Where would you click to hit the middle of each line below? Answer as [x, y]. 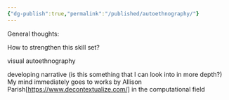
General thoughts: [33, 34]
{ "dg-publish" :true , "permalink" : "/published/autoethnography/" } [103, 14]
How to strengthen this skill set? [54, 47]
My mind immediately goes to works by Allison [75, 82]
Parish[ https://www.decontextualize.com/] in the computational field [106, 89]
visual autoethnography [41, 61]
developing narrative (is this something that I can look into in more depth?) [115, 74]
